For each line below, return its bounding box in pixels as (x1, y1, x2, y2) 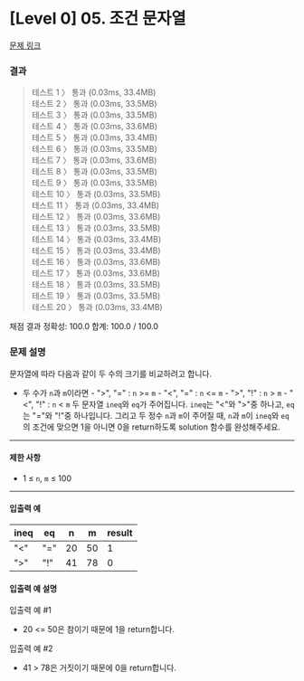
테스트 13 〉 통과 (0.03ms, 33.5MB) (31, 222, 161, 233)
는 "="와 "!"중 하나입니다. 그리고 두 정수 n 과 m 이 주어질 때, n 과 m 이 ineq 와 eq (22, 410, 290, 421)
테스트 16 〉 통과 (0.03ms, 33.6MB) (31, 257, 161, 268)
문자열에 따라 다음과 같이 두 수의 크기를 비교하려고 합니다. (9, 368, 213, 379)
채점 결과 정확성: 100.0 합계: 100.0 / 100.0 (9, 321, 159, 332)
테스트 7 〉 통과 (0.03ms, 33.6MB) (31, 155, 157, 166)
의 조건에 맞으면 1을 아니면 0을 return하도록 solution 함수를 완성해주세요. (22, 421, 280, 432)
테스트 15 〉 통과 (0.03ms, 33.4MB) (31, 245, 161, 256)
